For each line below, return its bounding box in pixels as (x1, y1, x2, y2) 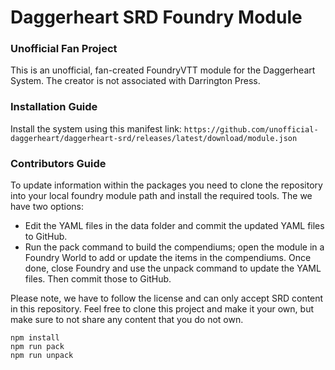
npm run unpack (10, 351, 74, 361)
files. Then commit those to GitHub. (24, 273, 172, 285)
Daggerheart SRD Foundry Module (10, 6, 303, 29)
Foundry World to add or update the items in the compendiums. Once (24, 252, 312, 264)
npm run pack (10, 342, 65, 352)
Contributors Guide (10, 156, 107, 170)
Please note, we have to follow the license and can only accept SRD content (10, 292, 324, 305)
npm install (10, 333, 60, 343)
